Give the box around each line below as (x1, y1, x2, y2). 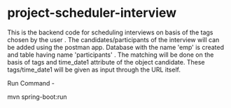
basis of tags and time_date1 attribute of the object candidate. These (7, 58, 205, 66)
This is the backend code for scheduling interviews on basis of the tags (7, 28, 213, 36)
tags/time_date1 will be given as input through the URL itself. (7, 65, 181, 74)
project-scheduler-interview (7, 5, 177, 21)
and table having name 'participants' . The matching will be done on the (7, 50, 214, 59)
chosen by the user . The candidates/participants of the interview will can (7, 35, 220, 43)
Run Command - (7, 79, 55, 87)
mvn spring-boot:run (7, 93, 67, 101)
